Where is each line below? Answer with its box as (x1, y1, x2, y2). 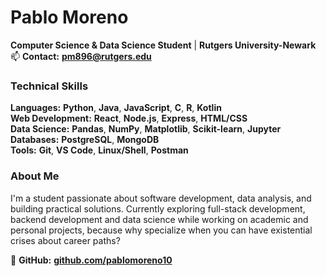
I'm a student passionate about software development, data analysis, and (10, 192, 312, 204)
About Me (10, 169, 60, 183)
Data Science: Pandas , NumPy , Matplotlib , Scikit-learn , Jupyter (10, 123, 282, 135)
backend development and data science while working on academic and (10, 213, 309, 225)
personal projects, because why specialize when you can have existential (10, 224, 313, 236)
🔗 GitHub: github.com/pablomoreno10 (10, 254, 173, 266)
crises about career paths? (10, 234, 121, 246)
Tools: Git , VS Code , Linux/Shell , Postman (10, 144, 189, 156)
